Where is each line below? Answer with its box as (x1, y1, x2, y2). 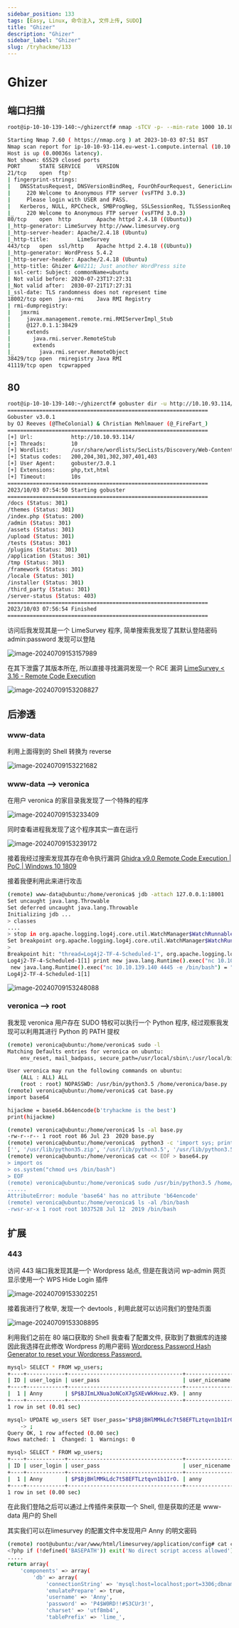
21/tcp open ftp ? (7, 170, 72, 177)
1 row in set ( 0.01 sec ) (7, 1403, 81, 1411)
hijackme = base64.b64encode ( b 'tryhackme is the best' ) (7, 1106, 176, 1114)
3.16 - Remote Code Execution (7, 672, 96, 680)
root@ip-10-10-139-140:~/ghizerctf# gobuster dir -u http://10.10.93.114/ (7, 400, 234, 408)
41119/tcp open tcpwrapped (7, 361, 91, 369)
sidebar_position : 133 (7, 10, 75, 18)
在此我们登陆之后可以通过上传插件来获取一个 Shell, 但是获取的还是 (7, 1503, 202, 1511)
